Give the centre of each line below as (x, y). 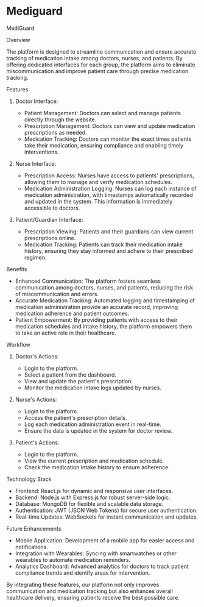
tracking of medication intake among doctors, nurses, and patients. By (94, 58)
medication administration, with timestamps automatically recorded (108, 195)
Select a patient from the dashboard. (70, 374)
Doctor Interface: (37, 101)
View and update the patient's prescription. (78, 381)
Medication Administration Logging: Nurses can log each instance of (110, 188)
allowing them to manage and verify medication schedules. (98, 182)
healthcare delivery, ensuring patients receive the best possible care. (93, 597)
